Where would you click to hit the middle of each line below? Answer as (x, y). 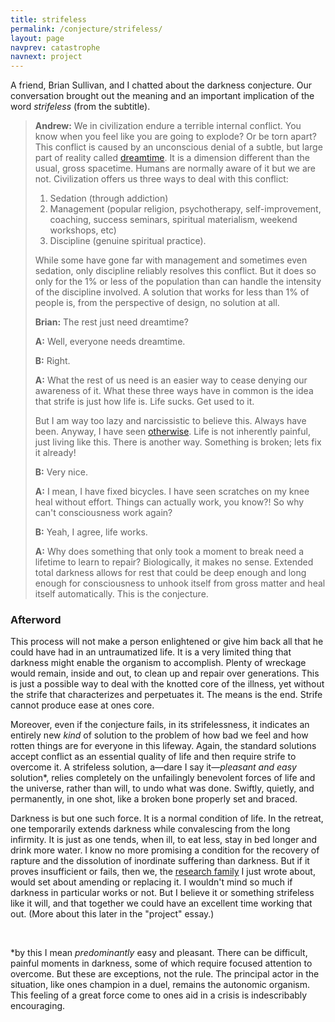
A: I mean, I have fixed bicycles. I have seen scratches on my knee (172, 492)
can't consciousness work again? (103, 513)
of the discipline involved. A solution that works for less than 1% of (172, 292)
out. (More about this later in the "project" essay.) (112, 914)
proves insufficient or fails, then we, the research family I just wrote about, (163, 872)
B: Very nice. (61, 472)
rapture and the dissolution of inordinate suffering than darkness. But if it (160, 861)
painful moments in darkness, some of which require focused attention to (161, 963)
